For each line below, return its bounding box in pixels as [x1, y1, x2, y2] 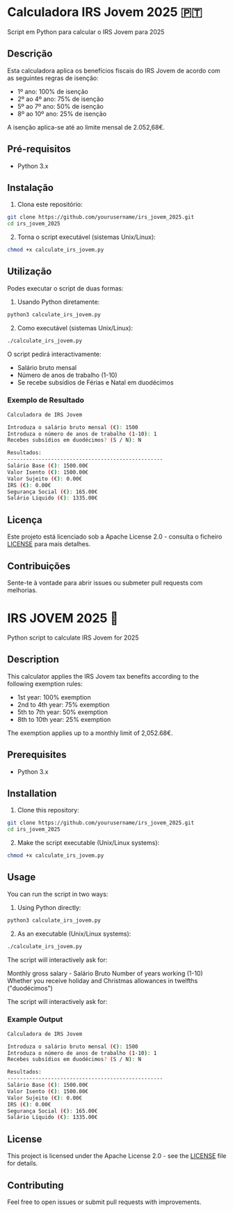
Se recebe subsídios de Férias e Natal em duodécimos [17, 378, 174, 387]
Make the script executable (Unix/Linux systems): [17, 839, 160, 847]
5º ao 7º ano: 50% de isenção [17, 102, 104, 110]
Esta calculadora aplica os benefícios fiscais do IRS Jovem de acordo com [7, 66, 220, 75]
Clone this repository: [17, 806, 79, 814]
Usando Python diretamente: [17, 298, 100, 306]
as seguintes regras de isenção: [7, 74, 99, 82]
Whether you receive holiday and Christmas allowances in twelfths [7, 976, 198, 984]
